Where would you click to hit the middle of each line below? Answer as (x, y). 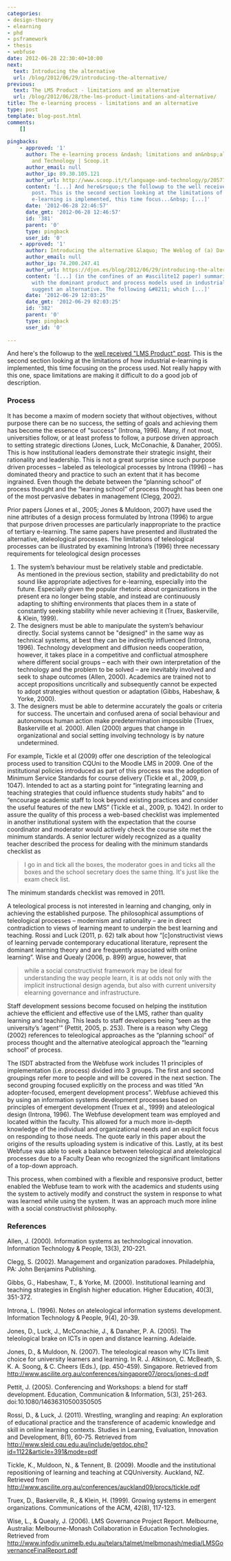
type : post (23, 110)
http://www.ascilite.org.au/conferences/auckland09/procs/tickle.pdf (104, 1487)
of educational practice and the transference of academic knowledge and (111, 1422)
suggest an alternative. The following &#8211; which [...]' (121, 289)
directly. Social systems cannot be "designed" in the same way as (110, 633)
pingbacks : (23, 142)
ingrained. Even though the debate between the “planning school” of (104, 481)
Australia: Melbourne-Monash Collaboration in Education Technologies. (108, 1528)
